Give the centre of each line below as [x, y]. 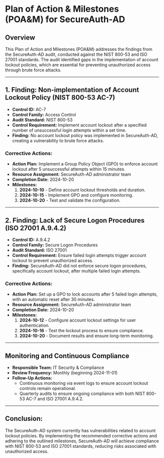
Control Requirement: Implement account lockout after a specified [79, 125]
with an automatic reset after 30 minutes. [53, 299]
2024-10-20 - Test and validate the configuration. [70, 200]
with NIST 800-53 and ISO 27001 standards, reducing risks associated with [81, 446]
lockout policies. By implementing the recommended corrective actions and [81, 435]
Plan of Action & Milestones [62, 9]
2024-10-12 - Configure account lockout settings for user [78, 320]
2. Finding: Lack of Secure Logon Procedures [75, 220]
